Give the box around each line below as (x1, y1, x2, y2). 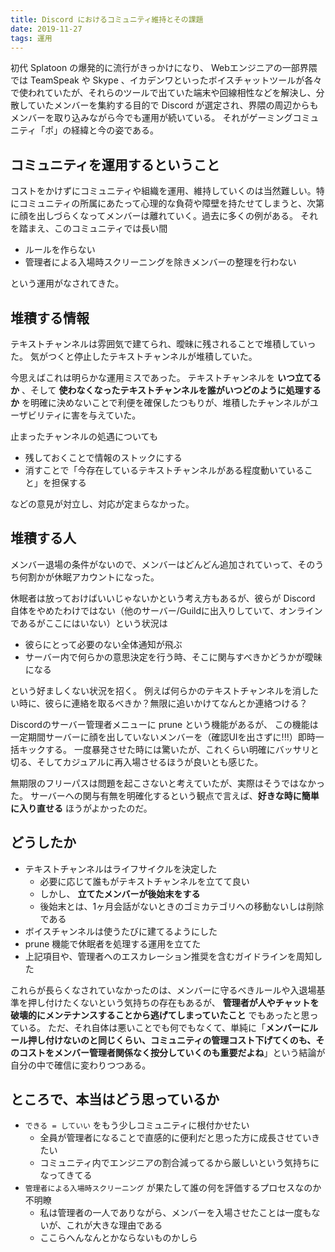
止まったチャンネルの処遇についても (10, 431, 158, 442)
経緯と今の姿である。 (71, 124, 160, 136)
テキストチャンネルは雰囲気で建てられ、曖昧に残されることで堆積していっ (10, 338, 317, 350)
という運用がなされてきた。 (10, 277, 125, 290)
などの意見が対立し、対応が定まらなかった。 (10, 498, 195, 510)
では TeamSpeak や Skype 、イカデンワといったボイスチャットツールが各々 (10, 74, 323, 86)
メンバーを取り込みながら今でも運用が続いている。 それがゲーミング (10, 112, 293, 124)
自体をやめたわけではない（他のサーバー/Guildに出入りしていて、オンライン (10, 604, 323, 616)
